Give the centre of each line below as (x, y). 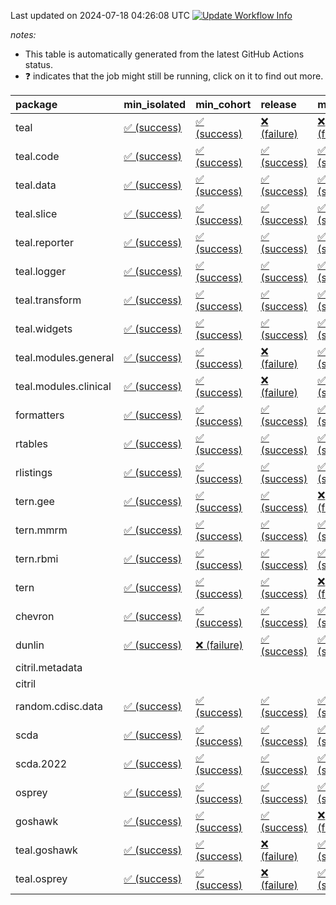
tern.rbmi (37, 558)
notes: (23, 34)
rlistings (34, 472)
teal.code (37, 156)
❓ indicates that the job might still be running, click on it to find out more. (174, 76)
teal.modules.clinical (63, 386)
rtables (32, 443)
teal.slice (36, 213)
